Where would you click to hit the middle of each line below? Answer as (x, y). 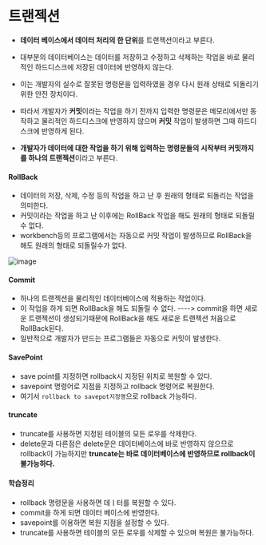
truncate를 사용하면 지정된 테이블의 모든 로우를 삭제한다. (108, 433)
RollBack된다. (42, 328)
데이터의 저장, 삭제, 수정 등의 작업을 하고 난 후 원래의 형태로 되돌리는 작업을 (137, 196)
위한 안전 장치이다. (49, 93)
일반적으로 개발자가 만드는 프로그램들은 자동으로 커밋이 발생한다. (120, 338)
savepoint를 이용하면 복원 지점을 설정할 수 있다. (94, 522)
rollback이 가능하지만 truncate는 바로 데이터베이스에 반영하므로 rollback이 (137, 453)
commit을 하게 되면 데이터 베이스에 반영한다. (89, 512)
